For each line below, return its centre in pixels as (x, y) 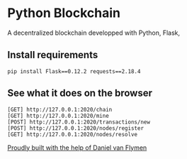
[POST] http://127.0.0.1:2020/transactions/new (79, 122)
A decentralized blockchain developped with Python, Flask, (94, 33)
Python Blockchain (64, 13)
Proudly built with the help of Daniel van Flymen (77, 148)
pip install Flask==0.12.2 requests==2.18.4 (74, 71)
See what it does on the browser (80, 93)
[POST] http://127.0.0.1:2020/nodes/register (75, 128)
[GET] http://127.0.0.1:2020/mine (58, 116)
